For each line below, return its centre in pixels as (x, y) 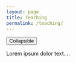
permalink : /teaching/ (35, 23)
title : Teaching (27, 18)
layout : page (23, 12)
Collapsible (22, 41)
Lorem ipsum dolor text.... (38, 54)
